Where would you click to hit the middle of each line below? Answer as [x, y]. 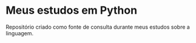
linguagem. [20, 33]
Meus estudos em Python [72, 10]
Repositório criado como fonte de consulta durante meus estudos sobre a [98, 27]
